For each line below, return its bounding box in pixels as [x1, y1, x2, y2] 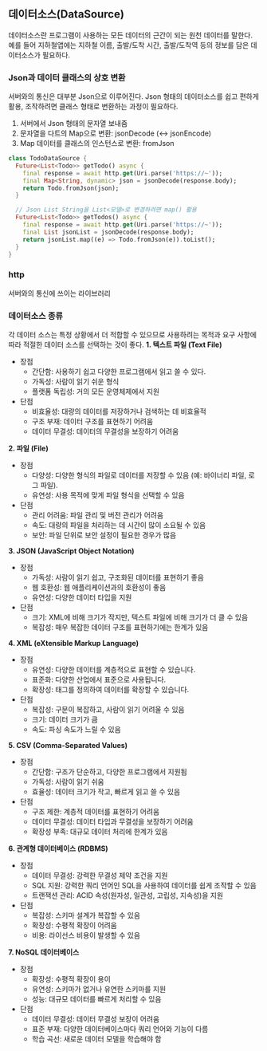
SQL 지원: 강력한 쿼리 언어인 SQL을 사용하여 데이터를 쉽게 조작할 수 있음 [31, 880, 257, 891]
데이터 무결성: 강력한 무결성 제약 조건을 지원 [31, 871, 168, 880]
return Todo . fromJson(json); [22, 184, 120, 192]
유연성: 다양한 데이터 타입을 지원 [31, 592, 132, 602]
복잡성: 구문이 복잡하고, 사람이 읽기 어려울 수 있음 [31, 705, 185, 714]
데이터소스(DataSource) [8, 7, 125, 22]
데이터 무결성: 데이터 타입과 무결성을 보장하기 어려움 [31, 817, 194, 827]
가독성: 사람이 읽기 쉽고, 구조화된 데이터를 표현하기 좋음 [31, 573, 205, 582]
